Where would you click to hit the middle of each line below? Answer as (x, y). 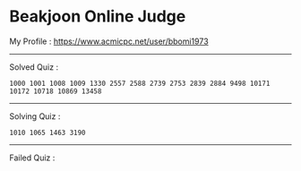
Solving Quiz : (35, 116)
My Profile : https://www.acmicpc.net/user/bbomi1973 (109, 41)
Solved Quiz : (34, 67)
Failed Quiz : (32, 158)
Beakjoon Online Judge (98, 17)
